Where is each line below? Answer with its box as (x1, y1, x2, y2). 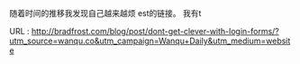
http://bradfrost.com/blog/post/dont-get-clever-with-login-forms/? (31, 26, 279, 36)
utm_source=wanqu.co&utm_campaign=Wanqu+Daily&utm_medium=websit (9, 35, 291, 46)
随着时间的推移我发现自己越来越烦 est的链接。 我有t (9, 8, 202, 18)
